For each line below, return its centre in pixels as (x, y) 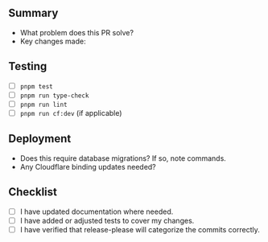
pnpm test (37, 86)
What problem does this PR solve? (77, 32)
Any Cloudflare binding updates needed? (88, 166)
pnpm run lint (43, 105)
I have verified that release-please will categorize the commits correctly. (140, 229)
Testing (28, 66)
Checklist (33, 192)
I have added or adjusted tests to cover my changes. (107, 220)
